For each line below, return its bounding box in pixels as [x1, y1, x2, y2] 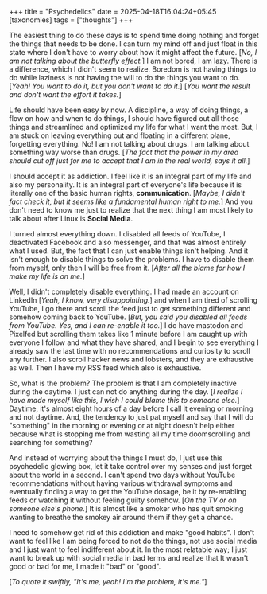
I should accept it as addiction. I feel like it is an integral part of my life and [9, 171, 252, 181]
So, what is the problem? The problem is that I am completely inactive [9, 378, 237, 388]
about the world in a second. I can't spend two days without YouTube [9, 470, 236, 479]
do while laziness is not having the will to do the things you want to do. [9, 73, 241, 82]
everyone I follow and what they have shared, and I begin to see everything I [9, 338, 259, 347]
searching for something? [9, 438, 93, 447]
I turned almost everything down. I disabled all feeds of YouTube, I [9, 229, 226, 238]
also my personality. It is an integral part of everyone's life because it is [9, 180, 242, 190]
